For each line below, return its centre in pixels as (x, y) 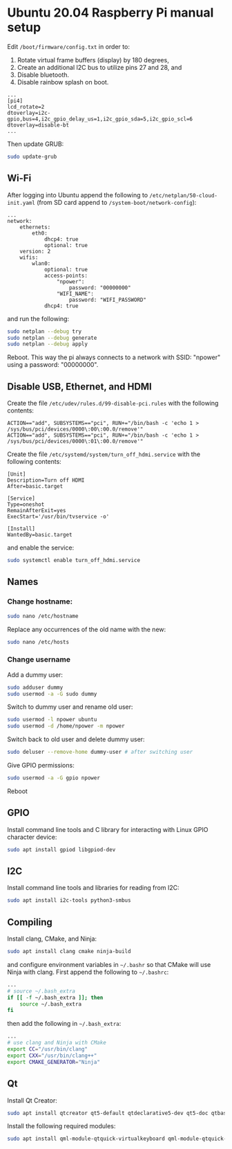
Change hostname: (40, 601)
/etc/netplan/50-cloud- (184, 195)
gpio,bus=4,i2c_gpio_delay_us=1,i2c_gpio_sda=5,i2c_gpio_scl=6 (100, 119)
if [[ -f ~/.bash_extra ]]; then (55, 997)
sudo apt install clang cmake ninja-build (69, 952)
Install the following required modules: (61, 1126)
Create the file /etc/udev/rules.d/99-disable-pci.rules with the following (113, 404)
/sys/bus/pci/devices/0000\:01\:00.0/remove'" (75, 442)
